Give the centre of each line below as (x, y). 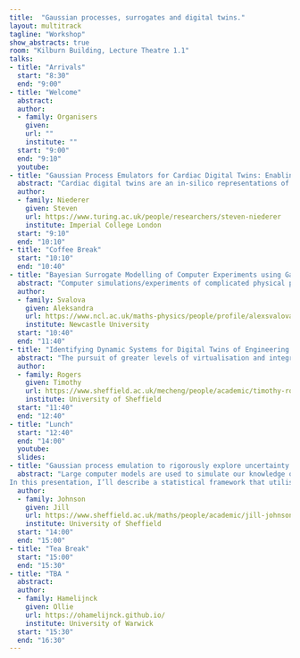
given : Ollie (50, 607)
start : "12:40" (46, 433)
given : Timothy (54, 383)
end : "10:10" (42, 242)
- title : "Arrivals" (48, 68)
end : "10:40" (42, 267)
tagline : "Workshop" (48, 34)
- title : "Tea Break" (50, 549)
